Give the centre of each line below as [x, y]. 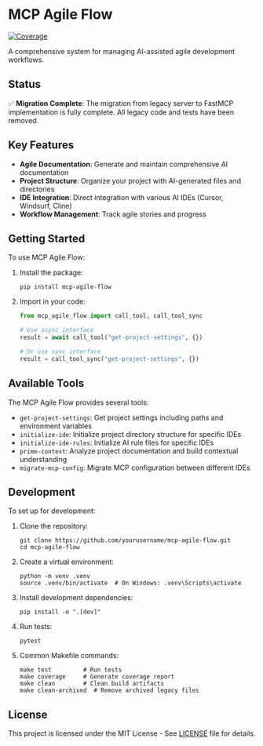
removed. [24, 120]
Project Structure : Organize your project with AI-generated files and [130, 180]
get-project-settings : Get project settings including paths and [121, 417]
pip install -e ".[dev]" [60, 612]
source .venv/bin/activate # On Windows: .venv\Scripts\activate [130, 583]
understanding [43, 459]
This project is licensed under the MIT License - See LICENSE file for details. [132, 733]
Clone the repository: [54, 526]
